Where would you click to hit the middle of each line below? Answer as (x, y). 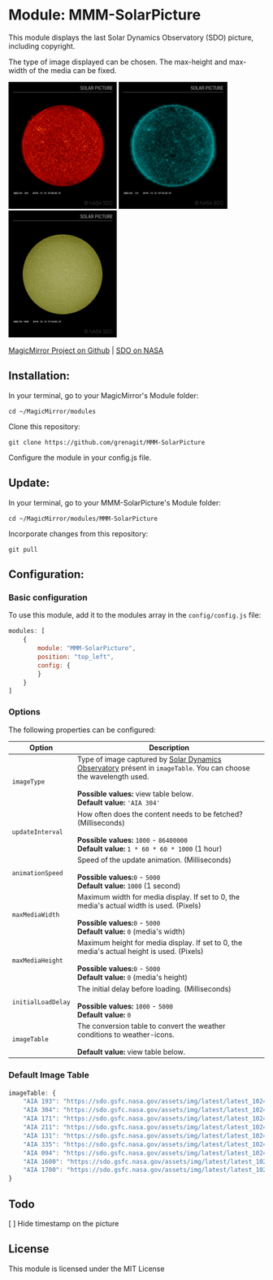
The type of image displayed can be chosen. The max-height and (118, 62)
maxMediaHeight (37, 961)
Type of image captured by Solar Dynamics (149, 759)
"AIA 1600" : (43, 1161)
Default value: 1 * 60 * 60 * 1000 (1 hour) (149, 848)
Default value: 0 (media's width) (131, 931)
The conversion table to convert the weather (151, 1026)
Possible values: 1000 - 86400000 (132, 840)
